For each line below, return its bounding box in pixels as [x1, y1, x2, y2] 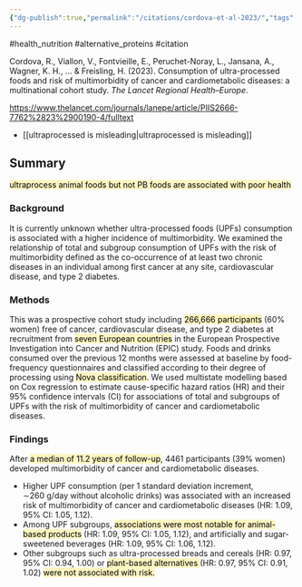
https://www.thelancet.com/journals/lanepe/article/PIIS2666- [9, 101, 239, 113]
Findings [9, 432, 49, 445]
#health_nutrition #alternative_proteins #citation [9, 38, 189, 49]
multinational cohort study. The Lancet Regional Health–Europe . [9, 84, 248, 95]
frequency [9, 362, 48, 373]
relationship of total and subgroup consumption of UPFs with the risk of [9, 242, 277, 253]
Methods [9, 293, 50, 306]
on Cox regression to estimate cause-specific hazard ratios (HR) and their [9, 381, 286, 392]
